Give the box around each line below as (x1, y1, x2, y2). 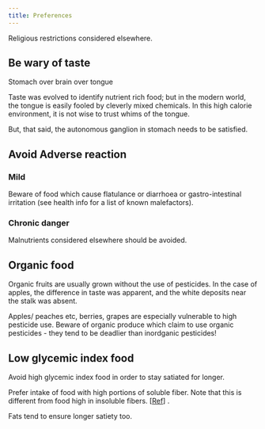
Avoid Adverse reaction (8, 147, 127, 161)
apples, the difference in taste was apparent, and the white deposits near (8, 288, 247, 298)
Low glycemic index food (8, 351, 134, 365)
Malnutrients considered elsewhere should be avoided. (8, 235, 187, 245)
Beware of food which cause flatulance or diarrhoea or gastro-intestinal (8, 189, 242, 199)
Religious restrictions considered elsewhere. (8, 33, 153, 43)
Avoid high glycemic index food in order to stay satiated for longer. (8, 373, 225, 382)
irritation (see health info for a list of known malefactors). (8, 198, 194, 207)
